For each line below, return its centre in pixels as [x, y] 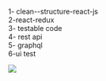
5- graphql [26, 45]
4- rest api [25, 37]
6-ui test [22, 54]
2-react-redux [31, 20]
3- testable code [35, 28]
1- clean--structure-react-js [53, 12]
